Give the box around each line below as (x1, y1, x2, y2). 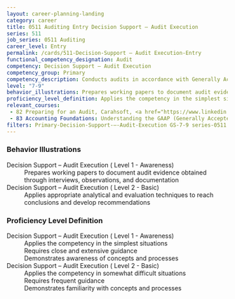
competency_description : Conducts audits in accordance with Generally (6, 75, 220, 83)
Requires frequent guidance (24, 276, 105, 285)
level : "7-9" (6, 82, 45, 89)
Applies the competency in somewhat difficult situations (24, 269, 187, 278)
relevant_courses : (6, 102, 60, 109)
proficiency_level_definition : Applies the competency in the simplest (6, 96, 220, 103)
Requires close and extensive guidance (24, 247, 137, 255)
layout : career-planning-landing (6, 10, 105, 18)
